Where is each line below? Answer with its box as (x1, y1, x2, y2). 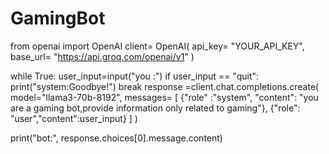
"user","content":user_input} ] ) (10, 112, 138, 124)
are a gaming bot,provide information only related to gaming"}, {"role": (10, 102, 301, 114)
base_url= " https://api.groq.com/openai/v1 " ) (10, 50, 195, 62)
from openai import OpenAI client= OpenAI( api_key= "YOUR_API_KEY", (10, 40, 305, 52)
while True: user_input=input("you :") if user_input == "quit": (10, 70, 260, 82)
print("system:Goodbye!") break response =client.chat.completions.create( (10, 80, 320, 92)
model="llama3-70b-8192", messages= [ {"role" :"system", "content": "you (10, 91, 319, 103)
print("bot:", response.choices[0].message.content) (10, 132, 223, 144)
